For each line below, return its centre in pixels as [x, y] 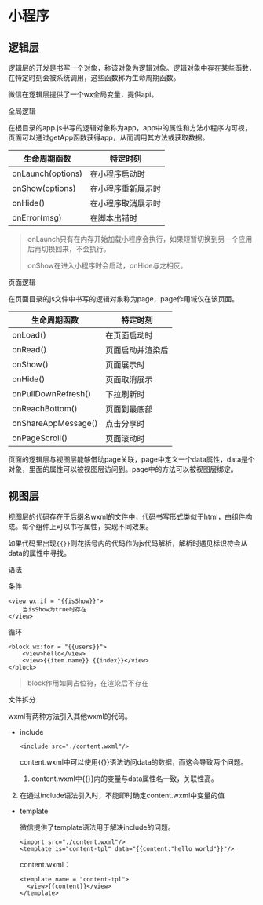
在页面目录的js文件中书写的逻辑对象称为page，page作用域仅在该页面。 [124, 299]
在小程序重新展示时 [126, 189]
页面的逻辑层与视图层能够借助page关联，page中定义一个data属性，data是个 [131, 459]
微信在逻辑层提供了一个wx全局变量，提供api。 [83, 94]
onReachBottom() [45, 409]
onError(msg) [37, 218]
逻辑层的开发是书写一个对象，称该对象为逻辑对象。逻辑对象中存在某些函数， [132, 68]
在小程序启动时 [118, 174]
